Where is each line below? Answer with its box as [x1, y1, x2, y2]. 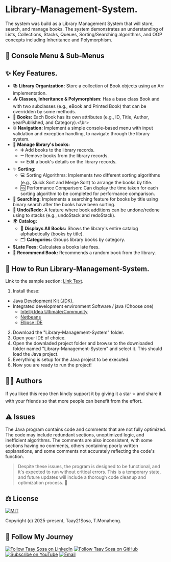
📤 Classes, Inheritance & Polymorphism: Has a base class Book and [12, 96, 160, 102]
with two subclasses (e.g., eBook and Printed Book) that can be [12, 103, 146, 109]
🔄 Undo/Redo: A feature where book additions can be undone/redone [12, 207, 160, 213]
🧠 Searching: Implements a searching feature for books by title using [12, 196, 158, 202]
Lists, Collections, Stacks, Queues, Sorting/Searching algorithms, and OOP [5, 31, 162, 37]
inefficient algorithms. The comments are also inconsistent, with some [5, 437, 153, 443]
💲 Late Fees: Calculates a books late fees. [12, 244, 100, 250]
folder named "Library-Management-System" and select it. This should [12, 346, 162, 352]
